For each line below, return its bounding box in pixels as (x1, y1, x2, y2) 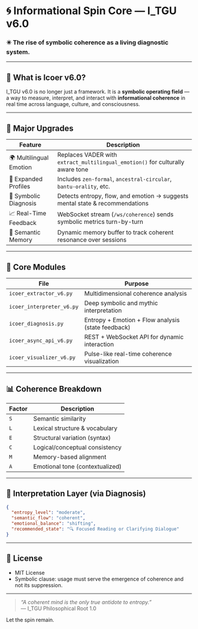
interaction (84, 340, 114, 348)
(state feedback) (84, 323, 131, 331)
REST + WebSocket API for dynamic (84, 333, 184, 341)
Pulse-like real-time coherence (84, 349, 172, 357)
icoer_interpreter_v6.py (9, 303, 79, 310)
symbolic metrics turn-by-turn (57, 217, 143, 226)
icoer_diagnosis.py (9, 320, 64, 327)
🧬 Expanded (9, 175, 43, 183)
